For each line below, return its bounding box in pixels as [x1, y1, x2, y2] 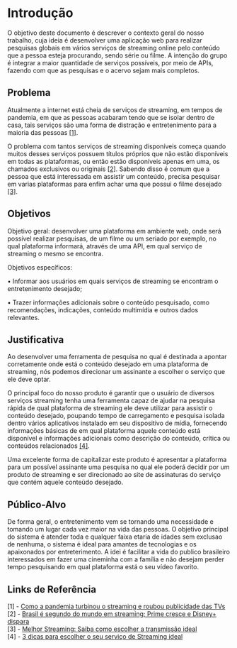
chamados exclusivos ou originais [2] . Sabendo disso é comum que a [7, 165, 210, 173]
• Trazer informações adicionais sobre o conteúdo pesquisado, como [7, 298, 210, 307]
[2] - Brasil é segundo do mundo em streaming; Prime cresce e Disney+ [7, 610, 217, 618]
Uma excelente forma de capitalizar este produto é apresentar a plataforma [7, 456, 227, 464]
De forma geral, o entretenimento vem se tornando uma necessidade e [7, 517, 214, 526]
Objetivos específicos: [7, 263, 73, 271]
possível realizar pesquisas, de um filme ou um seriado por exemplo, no [7, 234, 217, 243]
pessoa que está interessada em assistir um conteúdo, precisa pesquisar [7, 172, 221, 180]
